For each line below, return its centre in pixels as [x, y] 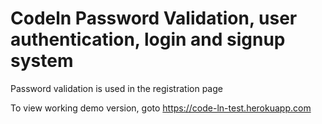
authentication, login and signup [148, 39]
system [42, 61]
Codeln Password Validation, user [154, 18]
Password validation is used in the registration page [116, 88]
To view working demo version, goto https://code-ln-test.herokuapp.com [161, 108]
